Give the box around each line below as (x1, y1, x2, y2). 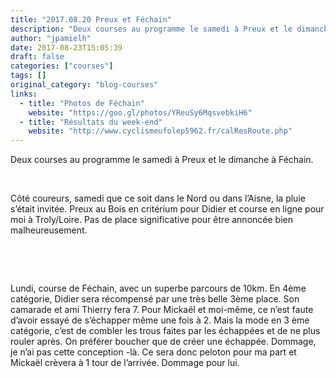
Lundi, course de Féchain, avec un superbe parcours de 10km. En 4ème (10, 282, 307, 295)
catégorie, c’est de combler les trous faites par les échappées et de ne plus (10, 325, 321, 337)
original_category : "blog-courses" (10, 80, 159, 90)
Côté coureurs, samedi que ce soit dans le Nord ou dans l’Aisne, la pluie (10, 192, 306, 205)
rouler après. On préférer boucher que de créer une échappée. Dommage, (10, 336, 317, 348)
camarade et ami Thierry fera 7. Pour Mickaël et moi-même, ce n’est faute (10, 304, 314, 316)
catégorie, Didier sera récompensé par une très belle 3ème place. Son (10, 293, 300, 305)
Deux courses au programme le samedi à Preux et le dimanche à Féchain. (10, 154, 314, 166)
